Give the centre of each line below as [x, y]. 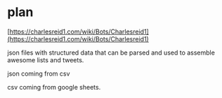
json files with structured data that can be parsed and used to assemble [111, 52]
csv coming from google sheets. [54, 87]
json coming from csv [39, 73]
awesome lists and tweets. [46, 59]
